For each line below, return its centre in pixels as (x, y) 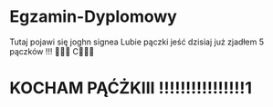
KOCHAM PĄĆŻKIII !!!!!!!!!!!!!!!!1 (131, 88)
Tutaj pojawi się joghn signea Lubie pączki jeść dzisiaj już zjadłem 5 (137, 42)
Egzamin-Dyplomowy (94, 17)
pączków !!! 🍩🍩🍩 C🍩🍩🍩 (52, 51)
